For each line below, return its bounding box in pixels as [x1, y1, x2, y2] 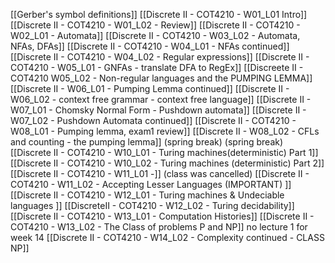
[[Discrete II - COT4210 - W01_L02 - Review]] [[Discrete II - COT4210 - [10, 19, 301, 31]
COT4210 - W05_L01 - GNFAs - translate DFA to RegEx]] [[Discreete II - [10, 62, 304, 73]
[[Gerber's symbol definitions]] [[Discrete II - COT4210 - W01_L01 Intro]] [10, 9, 308, 20]
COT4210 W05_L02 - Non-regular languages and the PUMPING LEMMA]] [10, 72, 313, 84]
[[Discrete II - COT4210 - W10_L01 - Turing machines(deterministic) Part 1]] [10, 147, 319, 158]
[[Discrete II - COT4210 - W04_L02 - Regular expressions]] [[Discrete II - [10, 51, 310, 63]
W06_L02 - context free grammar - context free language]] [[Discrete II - [10, 94, 312, 105]
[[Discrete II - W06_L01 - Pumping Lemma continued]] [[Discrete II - [10, 83, 290, 94]
